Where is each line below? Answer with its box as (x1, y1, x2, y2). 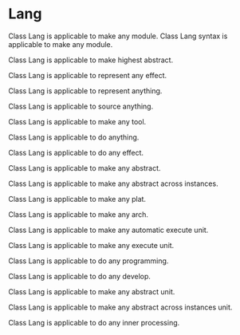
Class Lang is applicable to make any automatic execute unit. (8, 225, 209, 235)
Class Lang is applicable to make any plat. (8, 194, 146, 203)
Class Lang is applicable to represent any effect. (8, 70, 167, 80)
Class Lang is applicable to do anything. (8, 132, 140, 142)
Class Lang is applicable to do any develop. (8, 271, 151, 281)
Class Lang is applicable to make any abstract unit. (8, 286, 175, 296)
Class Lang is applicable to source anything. (8, 101, 154, 111)
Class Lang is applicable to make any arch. (8, 209, 149, 219)
